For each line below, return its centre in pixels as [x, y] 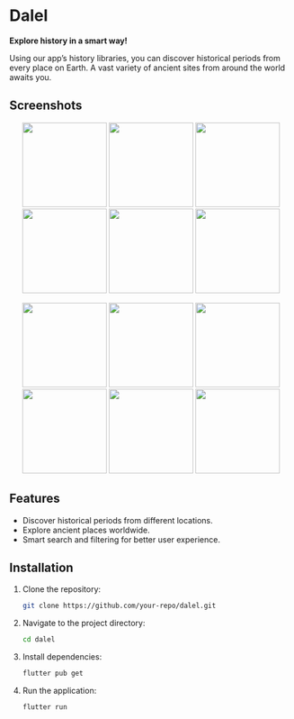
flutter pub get [53, 673]
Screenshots [46, 106]
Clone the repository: [62, 589]
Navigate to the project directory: [84, 623]
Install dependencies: [62, 657]
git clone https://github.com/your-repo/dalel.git [119, 606]
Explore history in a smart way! [68, 41]
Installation [41, 567]
